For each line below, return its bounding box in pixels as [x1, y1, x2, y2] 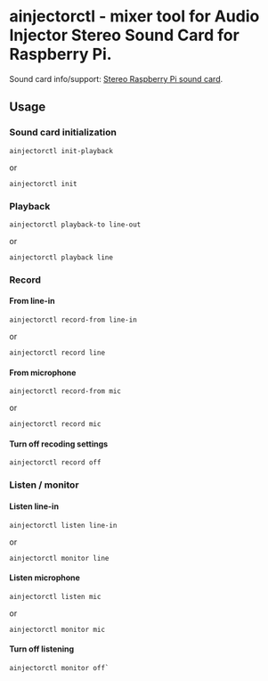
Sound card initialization [9, 127, 118, 139]
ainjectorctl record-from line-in [9, 316, 138, 324]
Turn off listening [9, 644, 75, 654]
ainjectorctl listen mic [9, 592, 102, 601]
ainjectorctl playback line [9, 252, 114, 262]
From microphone [9, 367, 77, 378]
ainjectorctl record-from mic [9, 387, 122, 396]
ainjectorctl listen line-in [9, 521, 118, 529]
